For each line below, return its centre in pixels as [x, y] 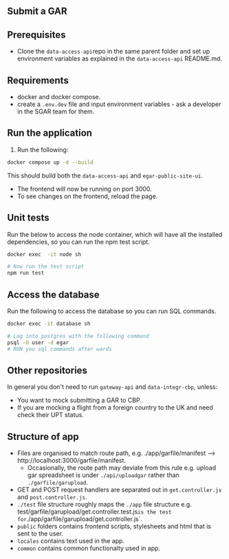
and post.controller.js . [52, 497]
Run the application [50, 133]
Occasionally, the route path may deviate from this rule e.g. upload [122, 468]
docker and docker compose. [59, 97]
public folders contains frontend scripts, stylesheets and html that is [114, 527]
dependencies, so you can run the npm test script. [78, 242]
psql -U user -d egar [38, 342]
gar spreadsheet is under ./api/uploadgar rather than [103, 475]
